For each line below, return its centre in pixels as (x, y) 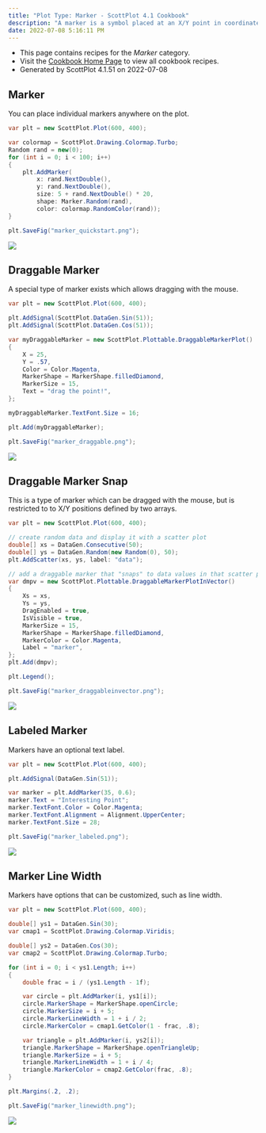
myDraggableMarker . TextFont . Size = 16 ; (74, 413)
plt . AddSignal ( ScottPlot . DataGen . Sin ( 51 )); (81, 318)
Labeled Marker (48, 731)
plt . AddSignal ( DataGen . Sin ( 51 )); (63, 779)
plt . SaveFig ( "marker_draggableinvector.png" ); (86, 691)
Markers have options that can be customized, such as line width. (115, 895)
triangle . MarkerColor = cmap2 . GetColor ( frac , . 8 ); (108, 1070)
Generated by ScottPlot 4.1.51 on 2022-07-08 (93, 70)
